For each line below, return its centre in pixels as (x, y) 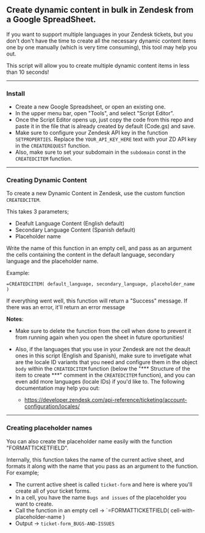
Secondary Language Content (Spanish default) (75, 230)
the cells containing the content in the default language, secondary (91, 255)
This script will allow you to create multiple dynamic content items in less (98, 65)
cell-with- (183, 510)
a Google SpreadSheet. (51, 20)
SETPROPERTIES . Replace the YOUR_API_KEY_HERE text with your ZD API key (106, 139)
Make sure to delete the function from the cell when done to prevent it (103, 331)
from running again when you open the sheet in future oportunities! (99, 337)
